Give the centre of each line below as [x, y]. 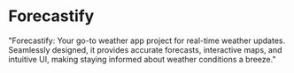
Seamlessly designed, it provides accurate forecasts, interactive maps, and [145, 49]
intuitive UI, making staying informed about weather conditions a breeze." [142, 59]
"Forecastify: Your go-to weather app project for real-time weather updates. [147, 40]
